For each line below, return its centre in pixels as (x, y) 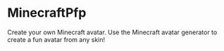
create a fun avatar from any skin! (56, 39)
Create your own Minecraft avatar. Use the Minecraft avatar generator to (112, 32)
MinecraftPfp (47, 13)
